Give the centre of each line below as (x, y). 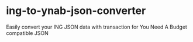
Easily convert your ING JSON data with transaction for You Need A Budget (96, 27)
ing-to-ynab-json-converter (76, 11)
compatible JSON (27, 33)
